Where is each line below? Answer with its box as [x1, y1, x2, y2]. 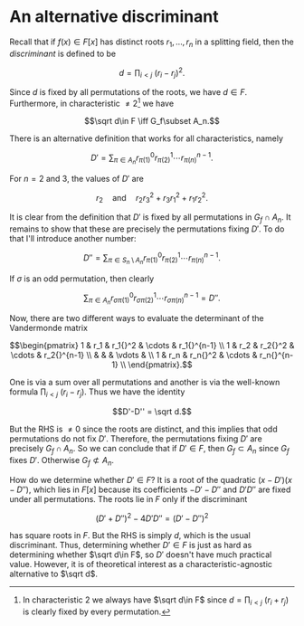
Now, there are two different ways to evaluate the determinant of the [9, 313, 264, 324]
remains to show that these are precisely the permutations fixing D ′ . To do [9, 223, 285, 234]
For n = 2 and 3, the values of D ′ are [9, 173, 145, 184]
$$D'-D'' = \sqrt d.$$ [112, 406, 192, 417]
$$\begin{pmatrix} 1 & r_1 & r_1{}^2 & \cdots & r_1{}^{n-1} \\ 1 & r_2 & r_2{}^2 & [9, 340, 295, 351]
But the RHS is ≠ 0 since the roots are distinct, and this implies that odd [9, 423, 278, 435]
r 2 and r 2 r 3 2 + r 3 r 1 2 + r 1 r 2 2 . [96, 190, 208, 205]
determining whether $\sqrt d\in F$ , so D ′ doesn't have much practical [9, 549, 272, 560]
